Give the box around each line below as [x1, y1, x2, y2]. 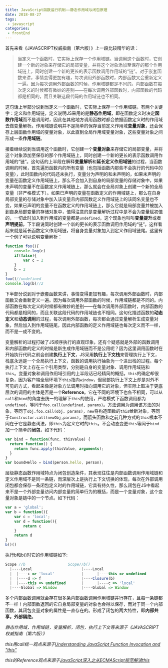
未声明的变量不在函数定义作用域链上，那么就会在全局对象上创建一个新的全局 [5, 184, 163, 190]
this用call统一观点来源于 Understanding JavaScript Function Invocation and [5, 641, 161, 647]
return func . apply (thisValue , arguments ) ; [14, 446, 104, 451]
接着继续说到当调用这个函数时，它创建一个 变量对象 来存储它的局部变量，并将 [5, 146, 163, 152]
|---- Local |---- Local [9, 566, 104, 572]
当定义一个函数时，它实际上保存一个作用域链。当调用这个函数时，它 [17, 56, 158, 62]
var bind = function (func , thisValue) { [5, 437, 91, 442]
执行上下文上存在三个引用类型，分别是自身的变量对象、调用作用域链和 [5, 364, 150, 370]
